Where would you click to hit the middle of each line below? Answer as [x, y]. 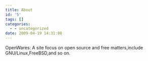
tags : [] [14, 19]
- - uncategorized [29, 29]
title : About [19, 10]
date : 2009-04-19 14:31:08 [34, 33]
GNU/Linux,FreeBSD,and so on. [38, 53]
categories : [18, 24]
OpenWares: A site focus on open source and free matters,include [74, 48]
